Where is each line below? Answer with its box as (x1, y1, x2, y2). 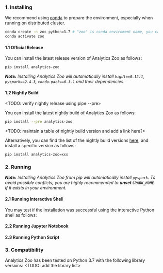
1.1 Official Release (5, 44, 44, 50)
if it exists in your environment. (5, 185, 66, 191)
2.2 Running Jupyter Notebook (5, 223, 69, 229)
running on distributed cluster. (5, 20, 65, 26)
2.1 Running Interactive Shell (5, 196, 64, 202)
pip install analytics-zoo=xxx (5, 152, 68, 157)
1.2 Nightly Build (5, 89, 39, 96)
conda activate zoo (5, 34, 45, 39)
